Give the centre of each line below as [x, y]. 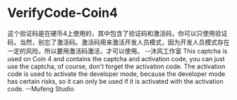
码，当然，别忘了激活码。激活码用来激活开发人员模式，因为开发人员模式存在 [119, 42]
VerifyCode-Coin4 [63, 13]
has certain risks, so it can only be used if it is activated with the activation [115, 81]
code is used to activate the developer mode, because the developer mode [116, 74]
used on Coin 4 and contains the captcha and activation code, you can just [116, 58]
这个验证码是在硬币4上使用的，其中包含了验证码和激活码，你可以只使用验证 [117, 33]
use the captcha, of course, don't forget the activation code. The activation [116, 66]
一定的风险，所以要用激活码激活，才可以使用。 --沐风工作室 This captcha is [117, 51]
